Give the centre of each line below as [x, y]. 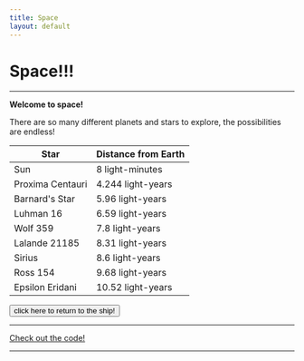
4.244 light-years [134, 184]
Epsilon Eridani [45, 288]
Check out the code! [47, 338]
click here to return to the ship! [65, 311]
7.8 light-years [128, 229]
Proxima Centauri [51, 184]
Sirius [26, 258]
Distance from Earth [141, 154]
